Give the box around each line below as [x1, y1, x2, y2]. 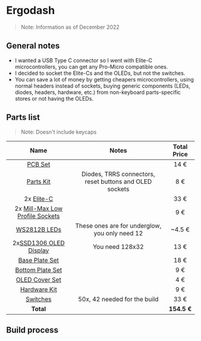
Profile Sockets [17, 212, 60, 220]
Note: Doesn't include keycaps [20, 128, 97, 135]
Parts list [6, 112, 40, 123]
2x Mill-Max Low [14, 204, 63, 213]
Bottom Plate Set [14, 265, 62, 274]
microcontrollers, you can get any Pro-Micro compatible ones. [14, 63, 169, 70]
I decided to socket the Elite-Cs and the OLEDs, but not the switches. [14, 70, 185, 77]
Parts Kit [26, 177, 51, 186]
